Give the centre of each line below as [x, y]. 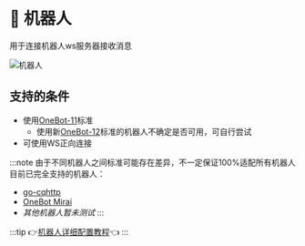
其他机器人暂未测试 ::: [63, 212]
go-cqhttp [41, 191]
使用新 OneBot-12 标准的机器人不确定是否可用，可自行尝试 [144, 131]
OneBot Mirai [47, 201]
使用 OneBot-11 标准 [58, 120]
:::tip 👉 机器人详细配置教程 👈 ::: [69, 231]
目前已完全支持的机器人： [57, 173]
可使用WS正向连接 [57, 143]
